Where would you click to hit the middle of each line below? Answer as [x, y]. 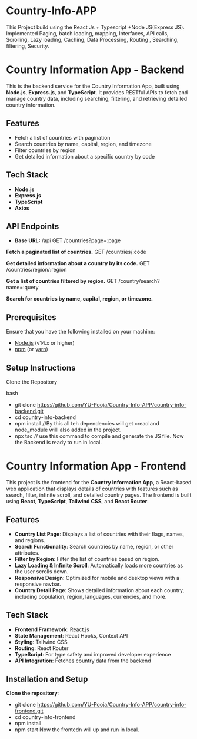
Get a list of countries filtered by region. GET [62, 281]
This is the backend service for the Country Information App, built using [93, 86]
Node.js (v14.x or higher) [44, 343]
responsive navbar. [38, 584]
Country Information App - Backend [96, 70]
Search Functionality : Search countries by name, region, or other [94, 546]
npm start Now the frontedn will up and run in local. [77, 730]
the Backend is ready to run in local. [58, 442]
